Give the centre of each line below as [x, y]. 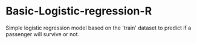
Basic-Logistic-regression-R [79, 11]
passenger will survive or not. [43, 34]
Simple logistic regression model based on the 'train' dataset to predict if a [98, 28]
